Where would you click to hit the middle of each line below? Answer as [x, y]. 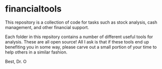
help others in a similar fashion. [36, 52]
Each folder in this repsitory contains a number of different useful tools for [79, 37]
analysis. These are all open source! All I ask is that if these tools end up [77, 41]
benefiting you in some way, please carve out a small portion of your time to [81, 47]
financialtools [33, 9]
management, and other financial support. [47, 27]
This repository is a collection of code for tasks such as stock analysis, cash [81, 22]
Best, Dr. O [16, 61]
